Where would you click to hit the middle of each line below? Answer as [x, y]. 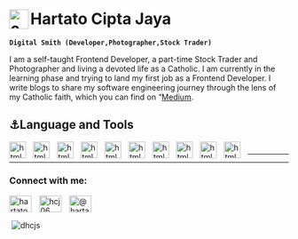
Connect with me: [48, 180]
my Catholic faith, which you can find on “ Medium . [102, 97]
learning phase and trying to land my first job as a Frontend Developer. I [140, 78]
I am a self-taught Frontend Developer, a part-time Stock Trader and [133, 59]
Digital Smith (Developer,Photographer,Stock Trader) [111, 43]
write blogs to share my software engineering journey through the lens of [143, 87]
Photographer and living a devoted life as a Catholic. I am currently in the [142, 68]
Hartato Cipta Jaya [101, 19]
